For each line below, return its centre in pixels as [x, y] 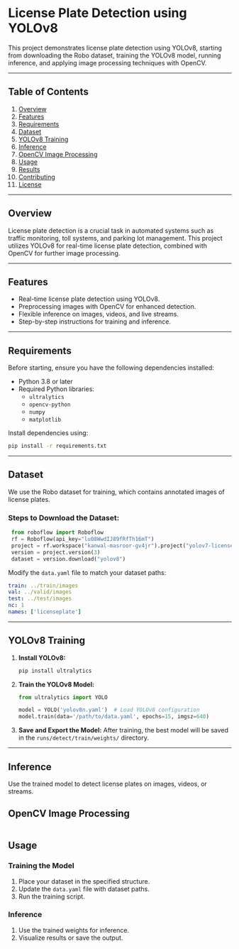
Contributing [37, 177]
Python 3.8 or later [45, 382]
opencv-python [50, 405]
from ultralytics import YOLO [63, 697]
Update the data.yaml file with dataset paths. [84, 889]
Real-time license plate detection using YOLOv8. [89, 299]
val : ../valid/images [40, 592]
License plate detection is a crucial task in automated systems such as [111, 230]
